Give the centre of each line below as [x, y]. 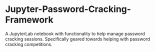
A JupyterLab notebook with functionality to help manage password [75, 33]
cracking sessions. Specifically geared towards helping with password [78, 39]
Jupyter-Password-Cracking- [68, 9]
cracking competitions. [29, 44]
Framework [29, 20]
